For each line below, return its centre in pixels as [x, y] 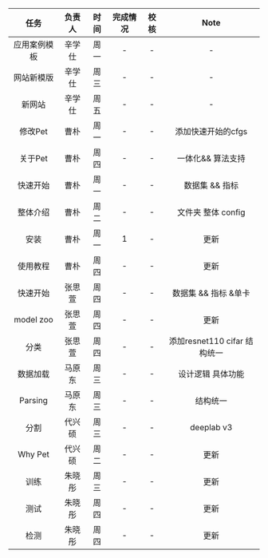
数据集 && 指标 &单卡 [211, 293]
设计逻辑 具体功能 [211, 374]
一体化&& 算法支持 [211, 158]
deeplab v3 [211, 427]
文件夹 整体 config [211, 212]
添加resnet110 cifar [206, 341]
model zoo [33, 320]
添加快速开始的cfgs [211, 131]
